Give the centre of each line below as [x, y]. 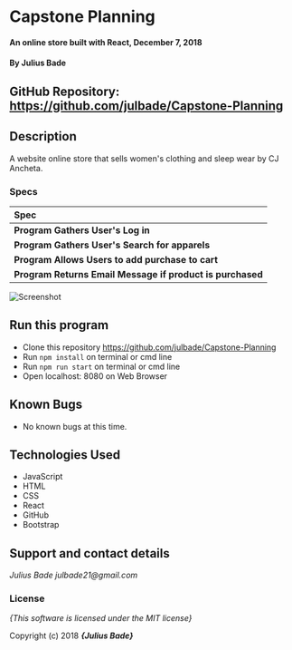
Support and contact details [89, 553]
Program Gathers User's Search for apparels [112, 245]
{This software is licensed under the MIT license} [101, 618]
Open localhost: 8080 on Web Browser [95, 376]
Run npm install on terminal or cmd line [97, 356]
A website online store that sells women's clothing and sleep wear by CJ [144, 158]
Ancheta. [26, 168]
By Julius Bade [38, 63]
